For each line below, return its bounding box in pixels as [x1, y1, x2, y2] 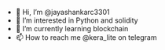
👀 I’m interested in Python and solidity [15, 16, 139, 25]
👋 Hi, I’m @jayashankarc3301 [15, 8, 110, 16]
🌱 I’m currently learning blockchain [15, 24, 129, 33]
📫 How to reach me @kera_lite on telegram [15, 33, 157, 42]
